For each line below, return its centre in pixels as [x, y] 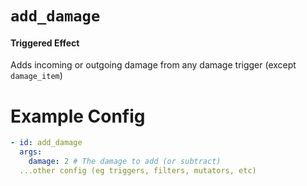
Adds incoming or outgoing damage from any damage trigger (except [153, 65]
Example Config [78, 116]
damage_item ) [36, 76]
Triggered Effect [45, 43]
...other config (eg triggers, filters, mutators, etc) [138, 170]
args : [31, 152]
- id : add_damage [46, 143]
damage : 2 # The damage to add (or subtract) [125, 162]
